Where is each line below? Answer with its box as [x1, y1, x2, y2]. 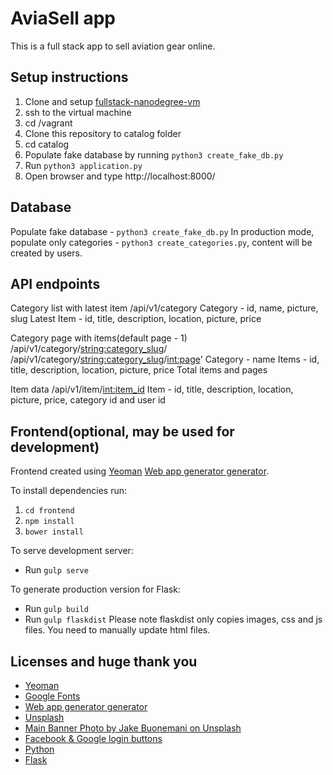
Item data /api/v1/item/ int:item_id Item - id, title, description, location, [10, 383, 294, 396]
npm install [24, 517, 75, 527]
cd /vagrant [24, 117, 73, 129]
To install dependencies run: [10, 485, 128, 497]
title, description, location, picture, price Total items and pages [10, 364, 268, 376]
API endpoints [10, 275, 101, 292]
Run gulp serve [24, 564, 89, 576]
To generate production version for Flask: [10, 583, 181, 596]
